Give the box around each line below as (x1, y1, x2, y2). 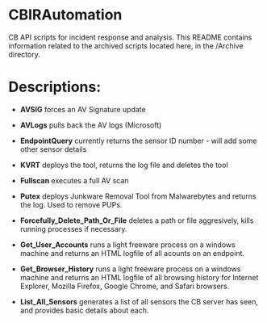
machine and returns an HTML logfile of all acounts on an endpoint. (19, 248, 244, 258)
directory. (8, 49, 40, 59)
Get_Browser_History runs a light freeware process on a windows (19, 264, 241, 274)
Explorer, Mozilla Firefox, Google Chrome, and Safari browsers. (19, 281, 230, 291)
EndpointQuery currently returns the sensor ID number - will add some (19, 136, 257, 145)
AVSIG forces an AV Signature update (19, 104, 147, 114)
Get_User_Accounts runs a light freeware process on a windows (19, 240, 236, 250)
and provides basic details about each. (19, 305, 149, 315)
